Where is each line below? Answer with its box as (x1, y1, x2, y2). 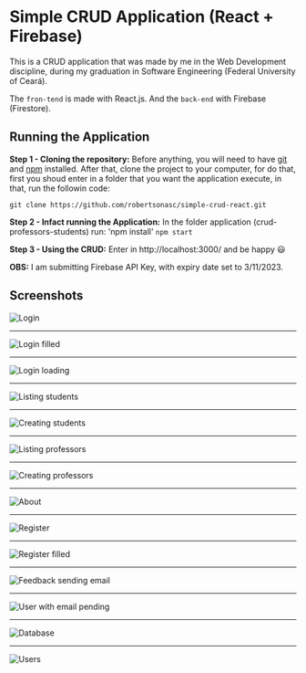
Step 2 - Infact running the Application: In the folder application (9, 216, 252, 227)
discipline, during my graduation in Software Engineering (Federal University (9, 66, 296, 77)
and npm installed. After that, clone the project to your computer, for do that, (9, 163, 296, 174)
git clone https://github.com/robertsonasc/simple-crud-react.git (9, 200, 267, 209)
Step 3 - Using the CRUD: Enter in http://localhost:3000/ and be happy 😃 (9, 244, 286, 255)
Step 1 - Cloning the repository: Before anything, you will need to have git (9, 153, 288, 164)
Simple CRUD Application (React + (9, 6, 275, 27)
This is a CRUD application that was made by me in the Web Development (9, 56, 287, 67)
